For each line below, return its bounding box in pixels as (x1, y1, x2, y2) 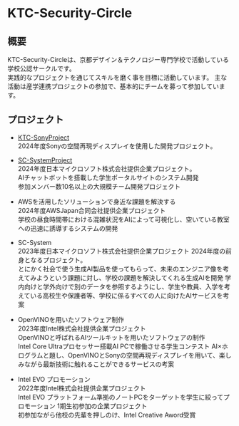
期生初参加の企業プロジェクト (59, 401, 148, 410)
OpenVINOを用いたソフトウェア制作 (17, 315, 125, 323)
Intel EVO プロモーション (17, 375, 91, 383)
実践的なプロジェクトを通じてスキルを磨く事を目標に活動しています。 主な (7, 73, 228, 81)
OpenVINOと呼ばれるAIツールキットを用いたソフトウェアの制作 (17, 333, 205, 341)
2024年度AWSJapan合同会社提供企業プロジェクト (17, 206, 166, 214)
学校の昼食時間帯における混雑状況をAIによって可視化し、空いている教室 (17, 215, 230, 224)
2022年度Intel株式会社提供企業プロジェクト (17, 383, 146, 393)
